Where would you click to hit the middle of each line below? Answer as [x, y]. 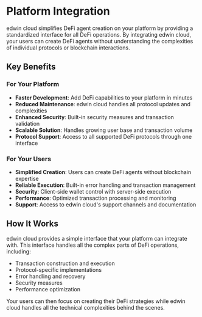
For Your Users [29, 159]
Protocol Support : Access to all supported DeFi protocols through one [103, 136]
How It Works [33, 224]
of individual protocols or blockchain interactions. [68, 48]
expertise [27, 178]
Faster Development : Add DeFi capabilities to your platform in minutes [104, 97]
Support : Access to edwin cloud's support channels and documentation [106, 204]
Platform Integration [58, 11]
